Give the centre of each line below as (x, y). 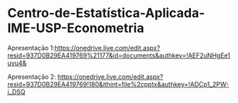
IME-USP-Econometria (76, 28)
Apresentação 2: (32, 77)
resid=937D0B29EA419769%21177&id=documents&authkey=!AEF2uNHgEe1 (119, 55)
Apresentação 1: (31, 48)
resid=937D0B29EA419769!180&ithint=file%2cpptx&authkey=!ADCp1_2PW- (118, 84)
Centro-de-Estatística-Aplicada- (106, 13)
